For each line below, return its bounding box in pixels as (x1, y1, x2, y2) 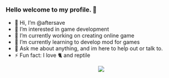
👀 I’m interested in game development (14, 25, 110, 33)
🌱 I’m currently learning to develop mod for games (14, 39, 140, 46)
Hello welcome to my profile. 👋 (5, 5, 98, 14)
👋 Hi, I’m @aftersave (14, 19, 65, 27)
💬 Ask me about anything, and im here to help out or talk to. (14, 45, 163, 52)
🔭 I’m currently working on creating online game (14, 32, 134, 39)
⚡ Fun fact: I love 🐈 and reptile (14, 51, 90, 59)
